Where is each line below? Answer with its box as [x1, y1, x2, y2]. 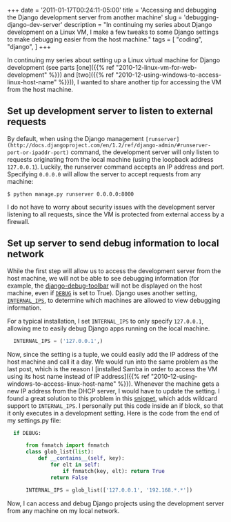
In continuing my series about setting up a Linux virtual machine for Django [7, 56, 221, 64]
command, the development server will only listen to [70, 148, 219, 156]
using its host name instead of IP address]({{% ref [7, 372, 150, 380]
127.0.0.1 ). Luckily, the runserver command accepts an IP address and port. [7, 162, 225, 171]
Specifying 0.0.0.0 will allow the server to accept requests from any [7, 169, 201, 178]
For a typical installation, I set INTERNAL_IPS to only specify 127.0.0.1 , [7, 317, 204, 325]
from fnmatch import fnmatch [25, 442, 110, 449]
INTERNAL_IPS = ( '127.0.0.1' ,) [13, 337, 103, 344]
